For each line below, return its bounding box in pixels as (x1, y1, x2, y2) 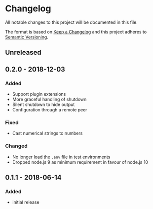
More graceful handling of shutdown (12, 97, 87, 103)
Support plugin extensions (12, 91, 66, 97)
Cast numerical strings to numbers (12, 130, 83, 136)
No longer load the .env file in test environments (12, 154, 111, 160)
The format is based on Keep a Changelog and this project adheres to (5, 29, 147, 35)
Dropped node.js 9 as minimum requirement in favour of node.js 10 (12, 159, 148, 165)
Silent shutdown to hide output (12, 102, 75, 107)
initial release (12, 199, 39, 205)
